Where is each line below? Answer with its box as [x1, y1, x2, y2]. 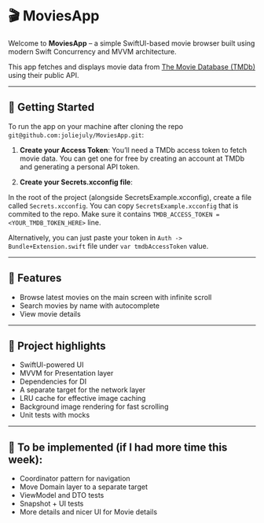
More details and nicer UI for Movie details [19, 507, 158, 517]
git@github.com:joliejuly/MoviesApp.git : [8, 130, 145, 139]
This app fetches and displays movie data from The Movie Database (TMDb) [8, 61, 256, 72]
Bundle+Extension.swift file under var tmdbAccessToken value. [8, 241, 209, 250]
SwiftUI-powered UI [19, 360, 84, 369]
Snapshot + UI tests [19, 499, 84, 509]
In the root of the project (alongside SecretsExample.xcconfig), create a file [8, 192, 252, 202]
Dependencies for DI [19, 376, 87, 387]
